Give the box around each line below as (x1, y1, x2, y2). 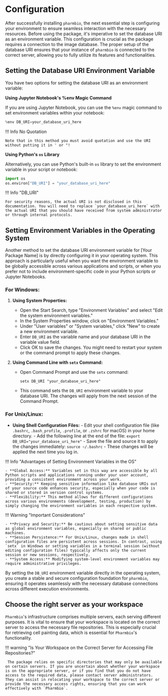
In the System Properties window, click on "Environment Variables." (19, 318, 159, 324)
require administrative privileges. (5, 561, 81, 566)
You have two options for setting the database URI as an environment (5, 80, 148, 86)
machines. (5, 530, 26, 535)
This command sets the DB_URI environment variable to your (19, 388, 143, 394)
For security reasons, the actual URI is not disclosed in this (5, 199, 142, 205)
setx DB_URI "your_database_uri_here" (19, 379, 101, 384)
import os (5, 176, 26, 181)
